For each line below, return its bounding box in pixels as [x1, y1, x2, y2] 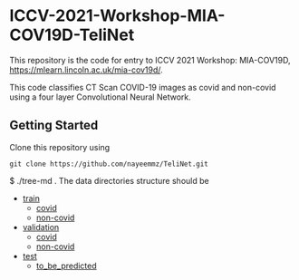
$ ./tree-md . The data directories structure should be [9, 175, 210, 186]
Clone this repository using [9, 141, 111, 152]
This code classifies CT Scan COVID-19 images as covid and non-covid [9, 82, 276, 92]
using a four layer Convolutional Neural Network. [9, 92, 192, 102]
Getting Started [9, 118, 99, 133]
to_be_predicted [35, 260, 97, 271]
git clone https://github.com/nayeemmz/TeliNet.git [9, 159, 208, 169]
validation [22, 221, 60, 232]
